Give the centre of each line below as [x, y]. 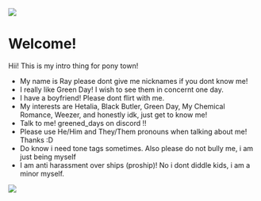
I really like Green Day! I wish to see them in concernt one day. [121, 89]
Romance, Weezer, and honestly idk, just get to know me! [113, 115]
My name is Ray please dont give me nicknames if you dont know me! [134, 81]
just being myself [48, 157]
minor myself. [42, 173]
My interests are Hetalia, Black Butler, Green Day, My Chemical [122, 106]
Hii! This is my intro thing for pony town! [73, 66]
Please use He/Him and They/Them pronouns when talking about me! [133, 131]
